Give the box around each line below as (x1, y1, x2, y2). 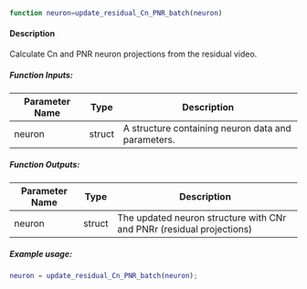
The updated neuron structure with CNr (117, 212, 287, 224)
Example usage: (9, 248, 73, 259)
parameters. (122, 133, 175, 146)
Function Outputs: (9, 159, 80, 170)
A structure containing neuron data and (122, 122, 291, 135)
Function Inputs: (9, 69, 73, 80)
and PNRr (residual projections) (117, 223, 253, 236)
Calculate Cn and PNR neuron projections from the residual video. (9, 48, 258, 59)
